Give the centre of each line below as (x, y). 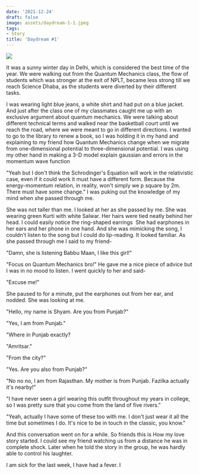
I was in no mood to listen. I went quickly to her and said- (76, 271)
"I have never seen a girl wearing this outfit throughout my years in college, (98, 399)
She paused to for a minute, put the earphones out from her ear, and (90, 294)
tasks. (14, 93)
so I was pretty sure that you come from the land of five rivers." (84, 405)
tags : (13, 28)
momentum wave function (38, 161)
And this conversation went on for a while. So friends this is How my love (95, 434)
